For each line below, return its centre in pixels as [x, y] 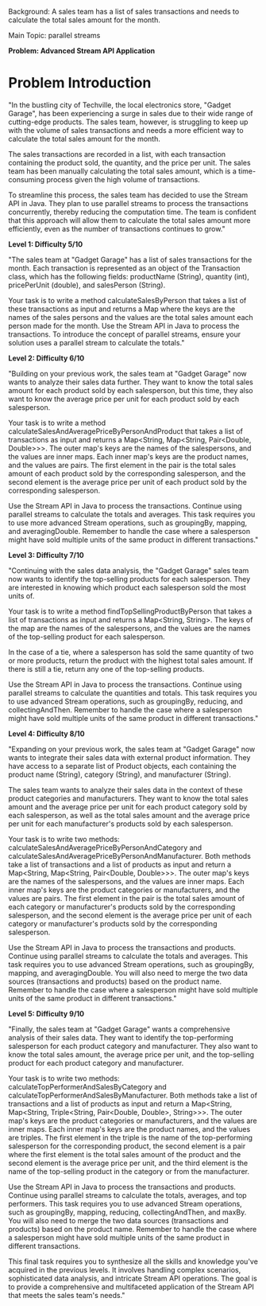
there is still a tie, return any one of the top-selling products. [106, 669]
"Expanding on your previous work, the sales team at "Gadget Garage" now [132, 749]
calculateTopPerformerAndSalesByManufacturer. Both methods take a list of [133, 1095]
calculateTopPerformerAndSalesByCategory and [87, 1086]
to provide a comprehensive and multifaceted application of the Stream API [131, 1287]
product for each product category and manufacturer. [96, 1062]
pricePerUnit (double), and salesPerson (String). [87, 285]
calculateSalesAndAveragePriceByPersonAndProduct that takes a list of [126, 431]
